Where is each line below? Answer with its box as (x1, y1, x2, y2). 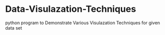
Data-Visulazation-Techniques (5, 3, 136, 15)
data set (5, 25, 23, 31)
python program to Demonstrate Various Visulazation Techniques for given (5, 20, 160, 26)
